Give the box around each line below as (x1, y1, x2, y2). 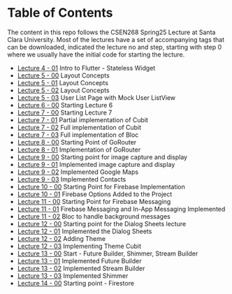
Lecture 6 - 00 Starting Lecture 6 (17, 101, 113, 109)
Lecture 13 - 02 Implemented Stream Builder (17, 264, 145, 272)
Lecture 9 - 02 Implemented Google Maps (17, 168, 138, 176)
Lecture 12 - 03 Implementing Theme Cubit (17, 242, 142, 250)
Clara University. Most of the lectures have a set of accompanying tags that (7, 35, 225, 43)
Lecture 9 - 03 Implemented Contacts (17, 175, 126, 183)
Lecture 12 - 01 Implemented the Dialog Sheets (17, 227, 152, 235)
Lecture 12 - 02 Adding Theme (17, 234, 106, 242)
